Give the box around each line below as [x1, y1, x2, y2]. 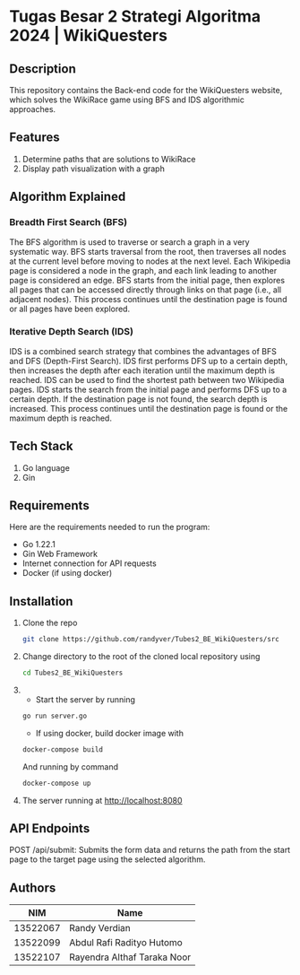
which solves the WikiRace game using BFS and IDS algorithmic [9, 94, 244, 105]
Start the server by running [35, 693, 136, 705]
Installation [9, 594, 73, 609]
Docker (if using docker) [21, 568, 113, 579]
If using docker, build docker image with [35, 727, 184, 738]
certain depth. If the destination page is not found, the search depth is [9, 393, 268, 405]
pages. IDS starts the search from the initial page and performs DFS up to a [9, 384, 287, 395]
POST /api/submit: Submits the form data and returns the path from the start [9, 845, 291, 856]
